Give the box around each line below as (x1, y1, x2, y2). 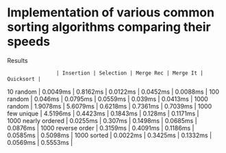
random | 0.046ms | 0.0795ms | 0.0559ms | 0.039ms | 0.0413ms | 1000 (7, 94, 209, 103)
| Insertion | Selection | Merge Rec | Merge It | (55, 70, 204, 76)
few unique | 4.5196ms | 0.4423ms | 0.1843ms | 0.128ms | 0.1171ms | (7, 109, 199, 117)
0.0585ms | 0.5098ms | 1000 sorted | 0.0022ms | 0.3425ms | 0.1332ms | (7, 131, 212, 139)
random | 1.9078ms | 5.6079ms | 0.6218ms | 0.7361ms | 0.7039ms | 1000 (7, 102, 212, 110)
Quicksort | (7, 75, 41, 83)
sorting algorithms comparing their (7, 19, 211, 35)
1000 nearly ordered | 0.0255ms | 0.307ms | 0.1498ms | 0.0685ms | (7, 116, 197, 124)
